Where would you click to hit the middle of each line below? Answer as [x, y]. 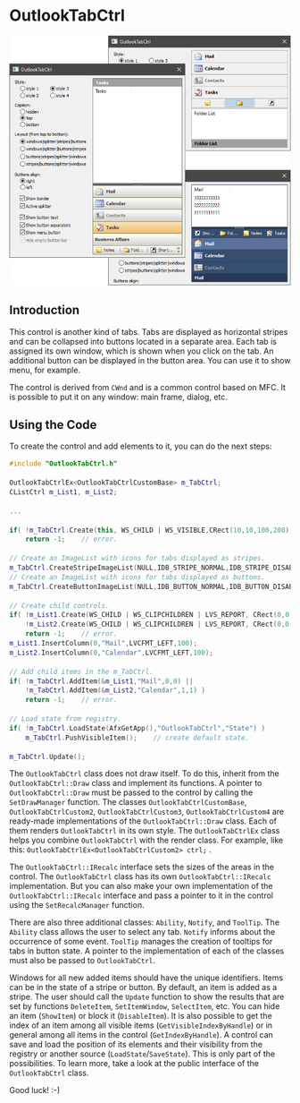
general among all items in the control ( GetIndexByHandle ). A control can [142, 1035]
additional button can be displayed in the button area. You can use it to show [150, 360]
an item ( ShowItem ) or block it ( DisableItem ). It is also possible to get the [141, 1016]
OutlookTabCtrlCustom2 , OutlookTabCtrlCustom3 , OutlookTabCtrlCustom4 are [146, 812]
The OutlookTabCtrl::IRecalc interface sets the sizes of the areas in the [142, 867]
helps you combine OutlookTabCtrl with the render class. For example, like [146, 840]
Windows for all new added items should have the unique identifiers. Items [146, 978]
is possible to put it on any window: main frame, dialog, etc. [118, 397]
